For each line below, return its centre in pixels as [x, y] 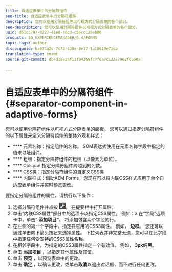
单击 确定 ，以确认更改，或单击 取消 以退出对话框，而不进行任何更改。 [86, 265]
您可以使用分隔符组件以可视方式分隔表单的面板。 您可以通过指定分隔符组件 [84, 129]
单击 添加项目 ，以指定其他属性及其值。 [54, 252]
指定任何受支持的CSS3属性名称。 [52, 239]
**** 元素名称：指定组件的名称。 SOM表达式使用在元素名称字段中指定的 [89, 146]
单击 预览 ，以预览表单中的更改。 [48, 258]
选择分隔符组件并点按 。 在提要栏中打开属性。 [64, 207]
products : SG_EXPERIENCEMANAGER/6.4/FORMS [51, 38]
